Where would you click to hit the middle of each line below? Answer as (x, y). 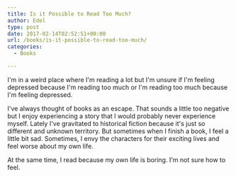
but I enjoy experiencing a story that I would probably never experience (112, 116)
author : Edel (27, 21)
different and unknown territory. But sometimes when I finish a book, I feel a (118, 131)
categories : (25, 47)
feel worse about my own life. (50, 146)
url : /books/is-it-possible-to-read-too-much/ (77, 40)
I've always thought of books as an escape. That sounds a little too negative (118, 108)
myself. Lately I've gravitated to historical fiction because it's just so (106, 123)
